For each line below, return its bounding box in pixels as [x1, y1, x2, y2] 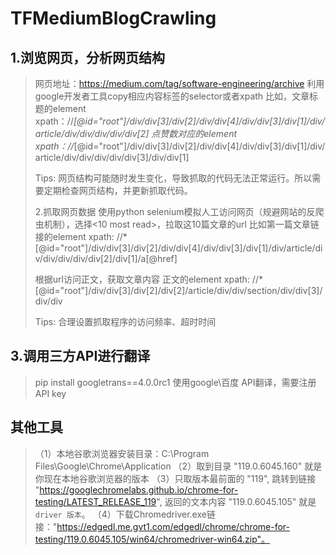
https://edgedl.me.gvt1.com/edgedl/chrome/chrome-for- [56, 520, 291, 532]
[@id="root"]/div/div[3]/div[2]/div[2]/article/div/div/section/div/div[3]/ [34, 285, 323, 296]
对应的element [177, 128, 238, 139]
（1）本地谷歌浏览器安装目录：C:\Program [34, 447, 210, 459]
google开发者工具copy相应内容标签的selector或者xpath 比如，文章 [34, 90, 310, 102]
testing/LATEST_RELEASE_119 [34, 495, 157, 507]
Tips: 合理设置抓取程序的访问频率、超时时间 [34, 316, 217, 327]
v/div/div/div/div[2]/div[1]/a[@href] [34, 253, 178, 264]
